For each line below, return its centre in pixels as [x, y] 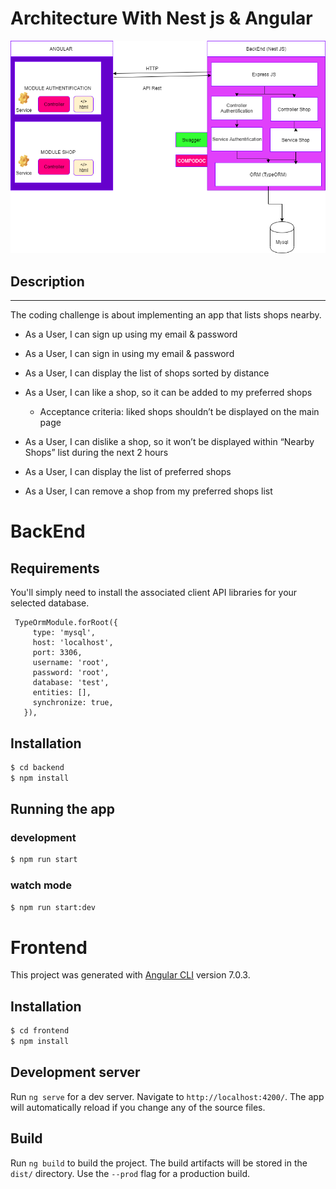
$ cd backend [37, 767]
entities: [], [62, 693]
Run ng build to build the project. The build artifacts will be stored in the [159, 1163]
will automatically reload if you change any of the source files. [138, 1107]
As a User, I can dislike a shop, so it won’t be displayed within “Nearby [169, 442]
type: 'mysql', [64, 633]
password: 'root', [71, 673]
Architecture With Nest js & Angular [161, 18]
